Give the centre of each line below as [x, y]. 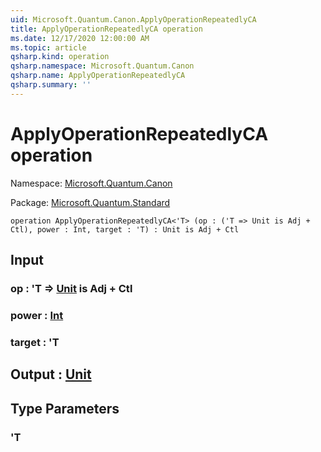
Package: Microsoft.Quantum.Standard [90, 202]
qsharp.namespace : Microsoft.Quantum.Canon [102, 66]
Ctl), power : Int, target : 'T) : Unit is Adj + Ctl [125, 229]
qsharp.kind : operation [60, 57]
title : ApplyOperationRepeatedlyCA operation [106, 29]
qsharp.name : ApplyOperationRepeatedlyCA [98, 76]
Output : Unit [51, 374]
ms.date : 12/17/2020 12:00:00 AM [80, 38]
